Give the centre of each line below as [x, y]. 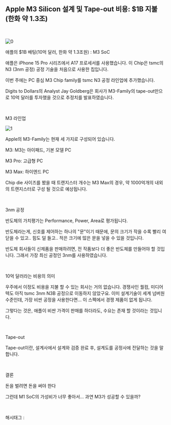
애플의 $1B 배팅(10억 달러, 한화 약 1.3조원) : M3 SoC [58, 52]
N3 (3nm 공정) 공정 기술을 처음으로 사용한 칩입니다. [57, 69]
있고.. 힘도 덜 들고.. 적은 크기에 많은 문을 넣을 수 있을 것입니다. [82, 238]
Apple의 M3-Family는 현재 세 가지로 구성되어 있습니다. [60, 139]
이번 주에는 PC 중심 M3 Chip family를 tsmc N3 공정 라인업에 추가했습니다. [80, 80]
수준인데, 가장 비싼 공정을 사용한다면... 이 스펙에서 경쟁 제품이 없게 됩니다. [79, 300]
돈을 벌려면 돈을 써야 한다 [31, 386]
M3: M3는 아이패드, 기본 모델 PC [38, 150]
